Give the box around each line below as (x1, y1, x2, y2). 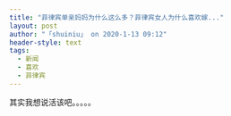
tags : (9, 46, 30, 55)
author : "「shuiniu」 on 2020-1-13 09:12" (9, 29, 167, 38)
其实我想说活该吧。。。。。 (9, 96, 96, 107)
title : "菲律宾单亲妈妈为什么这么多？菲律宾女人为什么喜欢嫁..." (9, 12, 225, 22)
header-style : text (9, 37, 82, 47)
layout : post (9, 21, 58, 30)
